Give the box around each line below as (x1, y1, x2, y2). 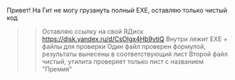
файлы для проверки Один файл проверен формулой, (41, 42, 206, 50)
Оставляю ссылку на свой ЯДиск (41, 28, 144, 35)
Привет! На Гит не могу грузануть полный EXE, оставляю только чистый (6, 6, 228, 14)
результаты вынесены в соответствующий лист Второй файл (41, 50, 229, 58)
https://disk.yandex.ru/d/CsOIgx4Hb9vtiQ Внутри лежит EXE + (41, 35, 229, 43)
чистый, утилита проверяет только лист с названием (41, 57, 204, 66)
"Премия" (41, 65, 73, 73)
